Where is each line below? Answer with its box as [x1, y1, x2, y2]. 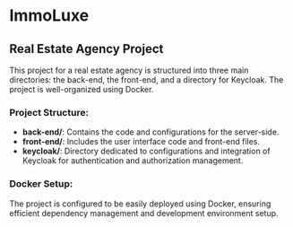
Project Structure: [9, 106, 90, 118]
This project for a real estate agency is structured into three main [9, 65, 249, 75]
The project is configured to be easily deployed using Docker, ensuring [9, 198, 271, 209]
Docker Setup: [9, 178, 73, 190]
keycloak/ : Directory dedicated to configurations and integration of [22, 145, 271, 157]
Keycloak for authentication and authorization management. [22, 155, 244, 166]
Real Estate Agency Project [9, 41, 164, 57]
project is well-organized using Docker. [9, 84, 154, 94]
